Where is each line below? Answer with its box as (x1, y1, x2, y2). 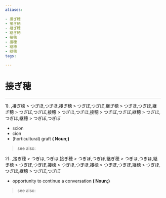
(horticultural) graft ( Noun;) (12, 136, 70, 142)
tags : (5, 53, 16, 59)
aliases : (5, 7, 23, 12)
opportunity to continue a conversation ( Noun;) (12, 178, 110, 184)
